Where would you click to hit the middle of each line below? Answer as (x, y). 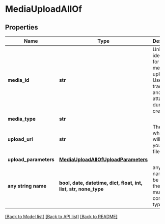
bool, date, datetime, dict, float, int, (101, 183)
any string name (27, 186)
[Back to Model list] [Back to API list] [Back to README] (61, 217)
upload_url (20, 139)
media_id (18, 80)
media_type (22, 119)
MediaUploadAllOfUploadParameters (104, 160)
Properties (22, 27)
